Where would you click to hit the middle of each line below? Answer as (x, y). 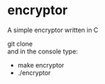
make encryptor (41, 65)
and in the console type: (43, 51)
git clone (20, 43)
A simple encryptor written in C (53, 30)
